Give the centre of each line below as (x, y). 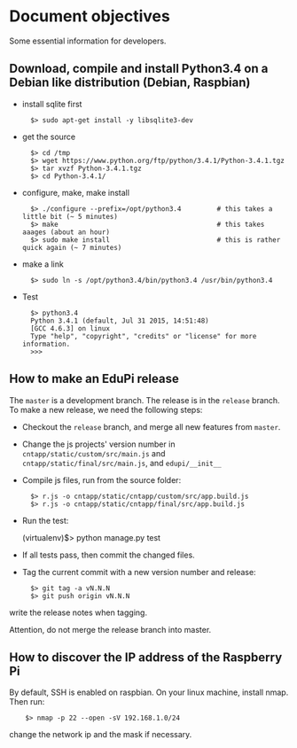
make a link (43, 264)
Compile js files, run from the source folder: (102, 479)
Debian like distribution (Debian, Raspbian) (130, 83)
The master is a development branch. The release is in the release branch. (145, 400)
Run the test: (45, 520)
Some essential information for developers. (88, 41)
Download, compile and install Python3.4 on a (139, 69)
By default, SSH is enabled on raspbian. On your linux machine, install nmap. (149, 692)
